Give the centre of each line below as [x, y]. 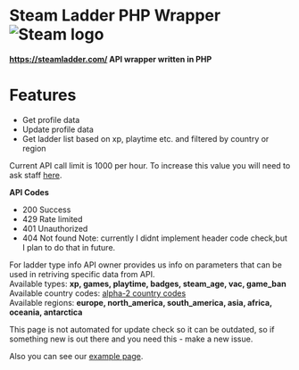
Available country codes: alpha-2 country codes [98, 293]
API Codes [29, 192]
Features [43, 95]
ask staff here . [36, 175]
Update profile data [58, 129]
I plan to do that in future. [69, 247]
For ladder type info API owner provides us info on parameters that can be [146, 265]
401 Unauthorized [55, 228]
